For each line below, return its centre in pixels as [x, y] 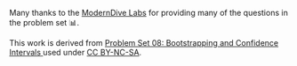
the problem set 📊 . [44, 22]
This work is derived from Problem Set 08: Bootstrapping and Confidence [144, 43]
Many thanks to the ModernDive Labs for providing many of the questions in [149, 13]
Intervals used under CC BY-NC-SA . [76, 52]
